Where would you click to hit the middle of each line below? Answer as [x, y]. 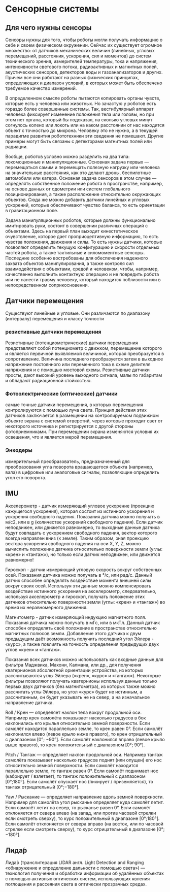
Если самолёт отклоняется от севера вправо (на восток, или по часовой [84, 823]
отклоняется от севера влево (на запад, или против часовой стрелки [81, 813]
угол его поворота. [26, 477]
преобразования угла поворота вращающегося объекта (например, [79, 467]
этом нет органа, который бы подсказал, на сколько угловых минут [79, 120]
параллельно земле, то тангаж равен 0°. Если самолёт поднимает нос [82, 771]
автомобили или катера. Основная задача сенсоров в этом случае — [81, 178]
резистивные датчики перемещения [53, 332]
